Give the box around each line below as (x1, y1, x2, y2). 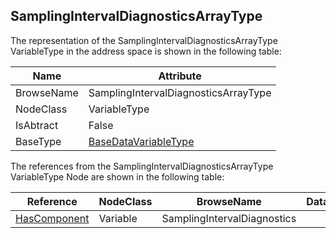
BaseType (15, 134, 62, 148)
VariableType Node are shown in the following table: (10, 170, 225, 183)
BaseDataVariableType (88, 134, 195, 148)
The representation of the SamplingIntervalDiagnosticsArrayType (10, 34, 278, 46)
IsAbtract (15, 118, 59, 132)
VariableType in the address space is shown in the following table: (10, 45, 282, 57)
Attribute (158, 69, 202, 83)
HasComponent (15, 211, 90, 225)
